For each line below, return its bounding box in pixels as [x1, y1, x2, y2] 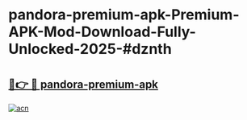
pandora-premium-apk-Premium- [8, 6, 240, 24]
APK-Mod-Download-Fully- [8, 23, 196, 41]
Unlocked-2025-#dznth [8, 40, 172, 58]
